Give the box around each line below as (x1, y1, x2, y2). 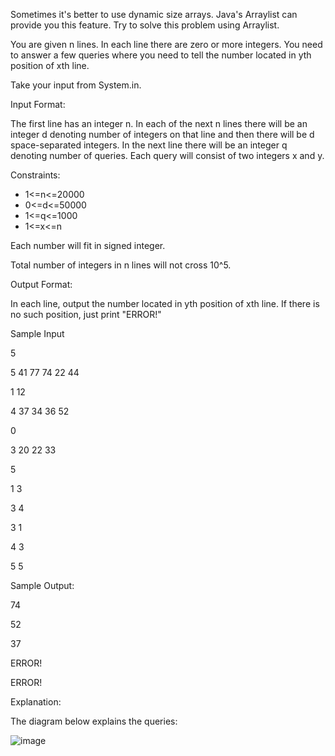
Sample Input (10, 328, 65, 339)
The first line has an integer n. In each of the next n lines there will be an (10, 118, 308, 129)
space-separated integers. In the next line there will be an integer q (10, 139, 288, 151)
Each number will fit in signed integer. (10, 240, 166, 251)
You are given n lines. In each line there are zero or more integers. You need (10, 39, 323, 50)
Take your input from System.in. (10, 79, 142, 91)
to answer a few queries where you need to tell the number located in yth (10, 49, 312, 61)
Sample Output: (10, 580, 75, 591)
